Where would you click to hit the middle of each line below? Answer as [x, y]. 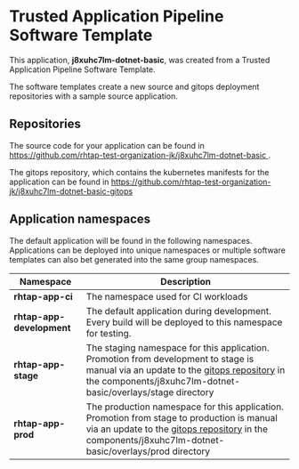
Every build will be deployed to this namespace [184, 322]
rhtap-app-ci [43, 296]
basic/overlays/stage [130, 392]
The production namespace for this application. [185, 407]
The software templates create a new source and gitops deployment [134, 86]
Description [186, 281]
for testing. [109, 333]
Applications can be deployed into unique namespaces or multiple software [148, 250]
